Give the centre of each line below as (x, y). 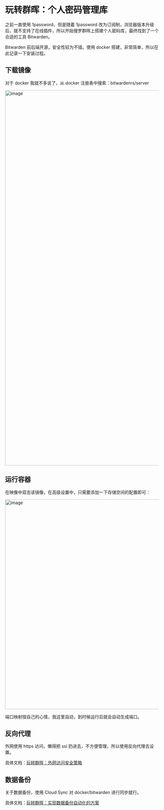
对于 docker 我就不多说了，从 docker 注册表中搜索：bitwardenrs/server (77, 83)
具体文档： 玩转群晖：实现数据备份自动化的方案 (52, 803)
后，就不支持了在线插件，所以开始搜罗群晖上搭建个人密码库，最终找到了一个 (82, 30)
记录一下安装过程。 (28, 53)
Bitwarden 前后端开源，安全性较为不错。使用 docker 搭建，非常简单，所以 (80, 47)
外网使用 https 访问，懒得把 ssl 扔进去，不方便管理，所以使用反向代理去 (77, 746)
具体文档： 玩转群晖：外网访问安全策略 (43, 763)
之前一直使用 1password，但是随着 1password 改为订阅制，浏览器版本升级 (80, 24)
